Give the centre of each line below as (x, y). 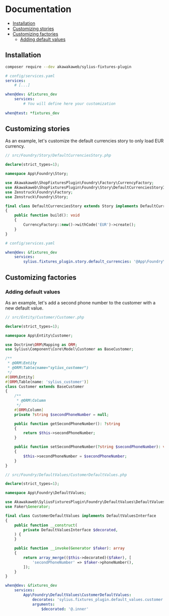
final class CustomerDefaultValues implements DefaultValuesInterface (81, 516)
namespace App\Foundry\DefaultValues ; (46, 493)
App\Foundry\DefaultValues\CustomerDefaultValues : (77, 595)
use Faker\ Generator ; (28, 507)
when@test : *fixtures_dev (32, 113)
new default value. (24, 308)
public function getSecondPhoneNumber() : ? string (67, 424)
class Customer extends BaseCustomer (45, 387)
